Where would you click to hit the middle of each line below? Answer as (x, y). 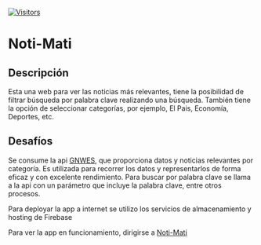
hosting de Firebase (40, 217)
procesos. (24, 193)
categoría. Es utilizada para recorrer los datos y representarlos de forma (125, 168)
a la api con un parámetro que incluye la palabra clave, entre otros (115, 185)
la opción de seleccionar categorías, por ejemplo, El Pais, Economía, (118, 108)
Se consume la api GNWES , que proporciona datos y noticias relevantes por (130, 160)
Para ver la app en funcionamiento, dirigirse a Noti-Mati (98, 232)
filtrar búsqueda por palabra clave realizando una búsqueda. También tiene (129, 100)
